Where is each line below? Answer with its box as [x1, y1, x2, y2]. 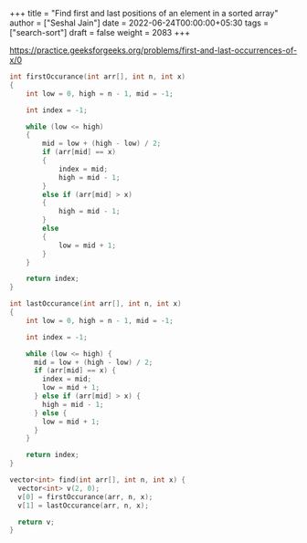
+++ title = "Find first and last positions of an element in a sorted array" [9, 8, 279, 18]
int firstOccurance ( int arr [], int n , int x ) [9, 72, 185, 81]
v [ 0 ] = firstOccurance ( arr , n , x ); [17, 492, 153, 501]
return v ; [17, 517, 55, 527]
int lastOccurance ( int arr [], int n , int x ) [9, 299, 182, 308]
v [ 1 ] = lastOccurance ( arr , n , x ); [17, 501, 149, 510]
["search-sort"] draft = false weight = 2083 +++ [9, 27, 190, 37]
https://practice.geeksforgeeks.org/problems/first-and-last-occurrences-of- [9, 45, 298, 56]
